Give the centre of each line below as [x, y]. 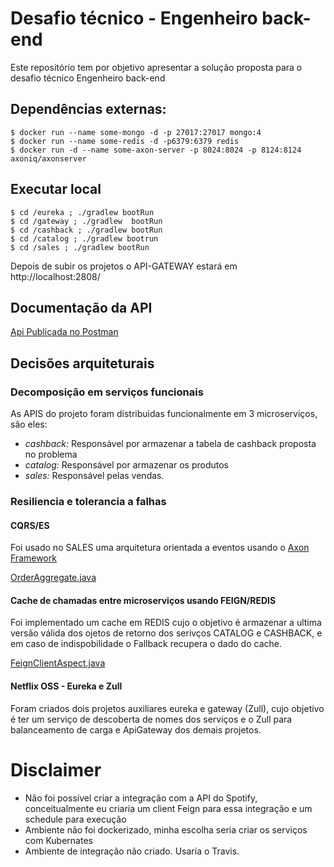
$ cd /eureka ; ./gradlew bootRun [82, 212]
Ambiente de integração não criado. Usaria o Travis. [132, 851]
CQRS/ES [30, 525]
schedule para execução [75, 819]
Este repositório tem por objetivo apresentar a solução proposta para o [156, 67]
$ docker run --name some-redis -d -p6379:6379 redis [125, 141]
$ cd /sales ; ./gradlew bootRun [80, 247]
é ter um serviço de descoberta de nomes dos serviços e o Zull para [151, 719]
